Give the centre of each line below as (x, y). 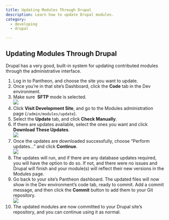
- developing (24, 24)
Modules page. (28, 174)
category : (16, 19)
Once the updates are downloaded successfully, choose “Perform (81, 141)
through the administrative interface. (44, 71)
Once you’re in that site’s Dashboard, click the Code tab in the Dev (82, 86)
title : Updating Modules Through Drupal (49, 10)
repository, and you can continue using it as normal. (67, 212)
